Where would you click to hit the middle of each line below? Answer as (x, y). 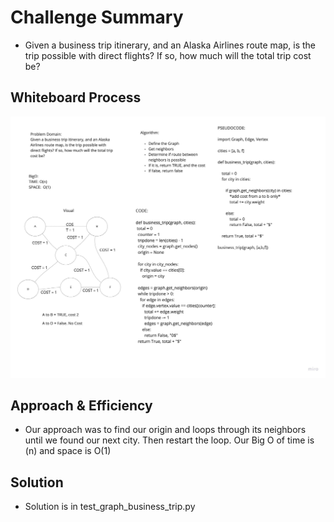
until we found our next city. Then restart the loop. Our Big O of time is (169, 440)
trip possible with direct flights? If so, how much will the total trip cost (168, 55)
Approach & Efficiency (81, 405)
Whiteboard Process (76, 97)
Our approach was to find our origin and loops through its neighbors (165, 430)
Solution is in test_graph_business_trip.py (110, 507)
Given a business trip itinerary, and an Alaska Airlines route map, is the (170, 45)
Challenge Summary (97, 17)
